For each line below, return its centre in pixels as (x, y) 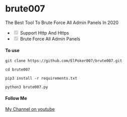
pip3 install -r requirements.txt (41, 78)
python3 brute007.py (27, 87)
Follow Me (16, 98)
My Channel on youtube (30, 109)
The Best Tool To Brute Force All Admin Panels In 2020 (62, 22)
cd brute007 (18, 70)
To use (13, 50)
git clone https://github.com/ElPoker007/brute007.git (64, 61)
